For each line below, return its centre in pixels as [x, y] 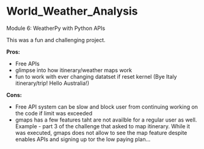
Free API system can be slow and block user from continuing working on [107, 107]
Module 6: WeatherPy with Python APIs [56, 28]
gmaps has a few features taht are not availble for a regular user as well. [106, 120]
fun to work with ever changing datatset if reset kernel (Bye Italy [96, 76]
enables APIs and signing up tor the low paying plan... [83, 139]
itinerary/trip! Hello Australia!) [52, 83]
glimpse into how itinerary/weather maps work [74, 70]
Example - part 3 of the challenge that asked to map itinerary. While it [103, 126]
